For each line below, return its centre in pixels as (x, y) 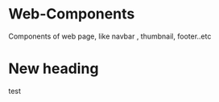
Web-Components (72, 14)
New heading (54, 69)
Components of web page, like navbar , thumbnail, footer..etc (110, 36)
